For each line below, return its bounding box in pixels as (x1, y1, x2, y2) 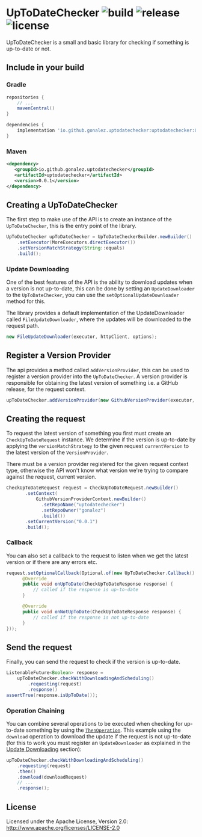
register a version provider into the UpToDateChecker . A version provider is (6, 373, 188, 380)
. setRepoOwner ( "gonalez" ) (41, 507, 106, 514)
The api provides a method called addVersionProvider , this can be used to (6, 366, 189, 373)
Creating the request (6, 414, 86, 424)
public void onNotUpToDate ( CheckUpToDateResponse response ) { (22, 609, 182, 615)
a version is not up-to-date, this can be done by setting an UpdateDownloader (6, 285, 195, 292)
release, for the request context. (6, 385, 86, 393)
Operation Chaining (6, 707, 65, 715)
